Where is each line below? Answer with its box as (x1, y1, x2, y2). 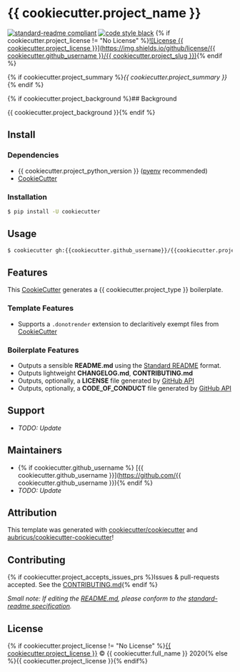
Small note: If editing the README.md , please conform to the (7, 594, 187, 603)
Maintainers (7, 444, 63, 456)
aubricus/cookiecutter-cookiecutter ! (7, 533, 114, 542)
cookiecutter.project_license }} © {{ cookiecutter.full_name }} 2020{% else (7, 648, 228, 658)
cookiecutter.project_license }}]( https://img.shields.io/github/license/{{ (7, 44, 216, 52)
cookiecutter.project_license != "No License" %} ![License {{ (7, 36, 184, 44)
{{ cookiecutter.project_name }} (7, 5, 201, 21)
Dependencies (7, 150, 59, 160)
